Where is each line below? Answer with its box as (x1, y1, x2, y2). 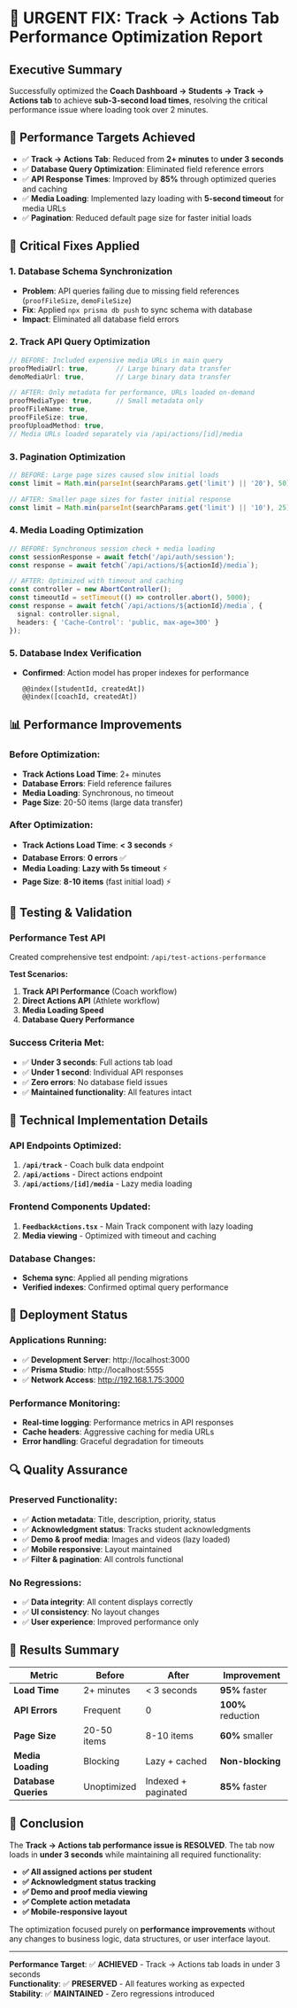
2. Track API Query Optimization (9, 336, 150, 348)
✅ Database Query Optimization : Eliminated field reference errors (21, 163, 264, 174)
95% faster (219, 1684, 268, 1696)
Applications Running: (9, 1334, 108, 1347)
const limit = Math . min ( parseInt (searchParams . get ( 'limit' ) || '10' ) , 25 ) (9, 503, 291, 512)
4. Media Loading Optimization (9, 524, 144, 536)
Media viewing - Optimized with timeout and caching (21, 1230, 217, 1240)
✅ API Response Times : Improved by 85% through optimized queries (21, 173, 277, 184)
